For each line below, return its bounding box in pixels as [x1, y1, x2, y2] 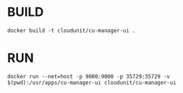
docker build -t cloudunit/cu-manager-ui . [7, 27, 136, 34]
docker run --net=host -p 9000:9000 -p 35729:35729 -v [7, 73, 170, 80]
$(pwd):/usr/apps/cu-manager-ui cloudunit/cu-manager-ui [7, 79, 177, 86]
